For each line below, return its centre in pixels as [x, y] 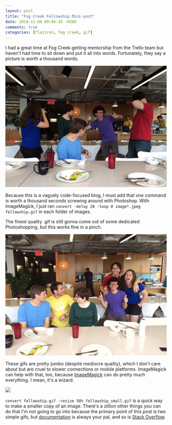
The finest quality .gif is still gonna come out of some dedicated [72, 222]
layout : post [19, 11]
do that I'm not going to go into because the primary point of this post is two [86, 412]
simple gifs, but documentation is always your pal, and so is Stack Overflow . [85, 417]
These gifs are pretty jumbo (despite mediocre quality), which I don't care [83, 364]
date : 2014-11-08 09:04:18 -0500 [41, 22]
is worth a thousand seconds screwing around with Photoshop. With [77, 201]
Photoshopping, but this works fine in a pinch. [54, 227]
